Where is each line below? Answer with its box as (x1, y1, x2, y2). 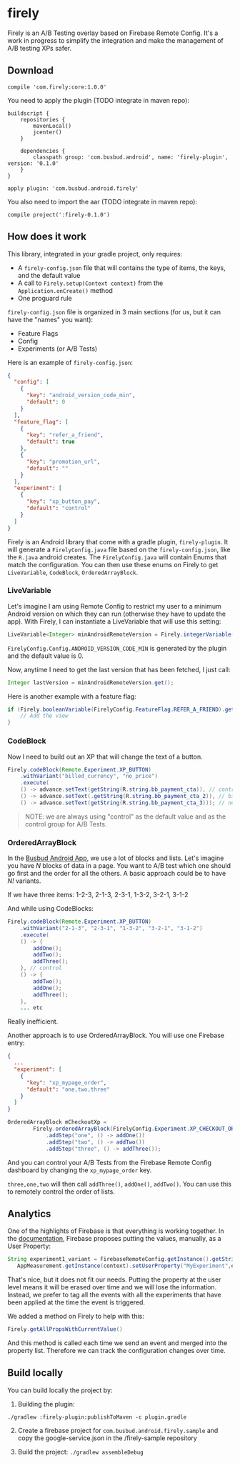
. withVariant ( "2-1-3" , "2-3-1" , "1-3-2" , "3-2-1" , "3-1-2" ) (20, 924, 203, 932)
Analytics (7, 1207, 51, 1219)
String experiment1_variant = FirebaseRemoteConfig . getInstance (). (7, 1256, 213, 1263)
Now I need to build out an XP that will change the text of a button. (7, 752, 203, 761)
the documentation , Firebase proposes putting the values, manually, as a (7, 1234, 221, 1243)
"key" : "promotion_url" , (26, 458, 101, 465)
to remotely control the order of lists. (7, 1187, 116, 1196)
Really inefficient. (7, 1017, 59, 1026)
